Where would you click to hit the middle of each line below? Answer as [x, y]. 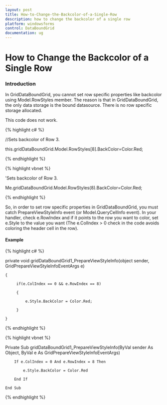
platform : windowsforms [30, 24]
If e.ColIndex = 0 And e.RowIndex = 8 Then [60, 362]
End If [21, 379]
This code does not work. [31, 120]
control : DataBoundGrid [30, 28]
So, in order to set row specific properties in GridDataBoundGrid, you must [82, 207]
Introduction [20, 84]
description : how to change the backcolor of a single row [68, 19]
